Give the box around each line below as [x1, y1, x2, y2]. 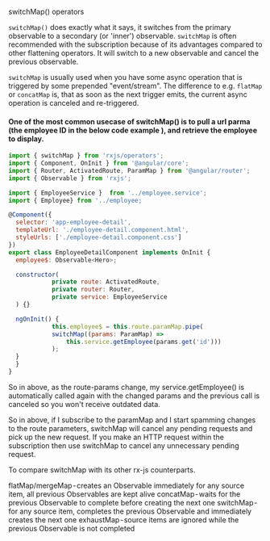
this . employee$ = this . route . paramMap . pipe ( [51, 322, 204, 330]
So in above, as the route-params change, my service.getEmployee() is [8, 382, 244, 392]
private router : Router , [51, 286, 135, 294]
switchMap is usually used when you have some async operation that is [8, 73, 243, 82]
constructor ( [15, 270, 60, 279]
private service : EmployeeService [51, 293, 168, 301]
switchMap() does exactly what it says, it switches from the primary [8, 23, 231, 31]
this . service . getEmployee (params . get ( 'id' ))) [65, 338, 222, 346]
